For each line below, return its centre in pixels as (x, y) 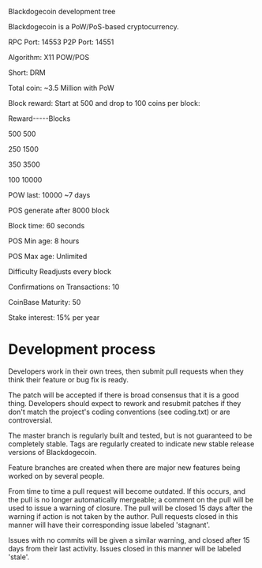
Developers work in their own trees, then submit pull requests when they (126, 371)
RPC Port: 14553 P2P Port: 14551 (61, 42)
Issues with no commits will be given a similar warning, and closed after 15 (129, 540)
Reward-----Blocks (39, 118)
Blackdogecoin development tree (62, 11)
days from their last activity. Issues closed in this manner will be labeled (125, 548)
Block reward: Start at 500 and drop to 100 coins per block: (104, 103)
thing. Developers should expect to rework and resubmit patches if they (125, 403)
